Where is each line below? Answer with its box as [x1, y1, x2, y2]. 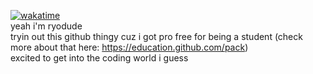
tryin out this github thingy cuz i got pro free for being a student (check [10, 31, 303, 42]
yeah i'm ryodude [10, 20, 83, 32]
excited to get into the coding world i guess [10, 52, 189, 64]
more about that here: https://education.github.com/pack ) [10, 41, 249, 53]
